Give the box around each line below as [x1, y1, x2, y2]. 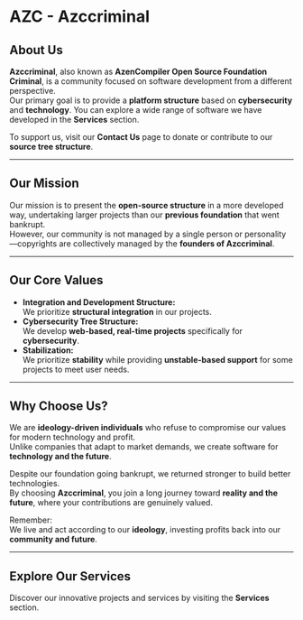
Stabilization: [22, 345, 74, 356]
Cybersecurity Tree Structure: [22, 316, 139, 327]
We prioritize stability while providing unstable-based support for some [22, 354, 293, 365]
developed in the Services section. [9, 115, 140, 125]
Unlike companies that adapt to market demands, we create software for [9, 441, 279, 452]
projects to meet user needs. [22, 364, 130, 375]
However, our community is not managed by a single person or [9, 228, 243, 239]
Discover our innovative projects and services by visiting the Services [9, 593, 270, 604]
